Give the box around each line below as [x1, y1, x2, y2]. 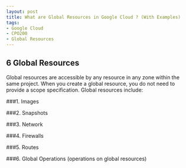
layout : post [6, 8, 38, 15]
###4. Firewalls [6, 132, 44, 139]
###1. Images [6, 98, 40, 105]
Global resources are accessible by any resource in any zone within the [6, 73, 180, 80]
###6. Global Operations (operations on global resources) [6, 155, 147, 162]
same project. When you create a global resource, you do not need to [6, 80, 175, 87]
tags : [6, 20, 19, 25]
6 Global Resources [6, 58, 80, 68]
